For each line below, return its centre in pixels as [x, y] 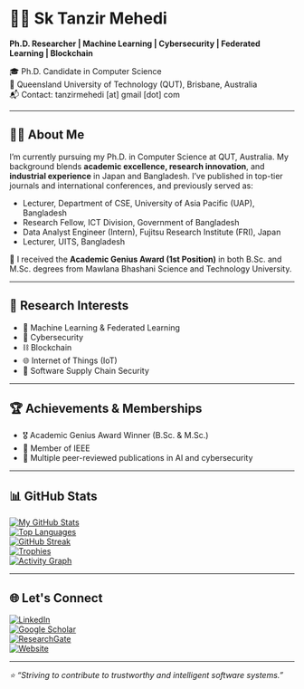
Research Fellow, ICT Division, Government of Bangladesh [131, 222]
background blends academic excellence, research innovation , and [137, 166]
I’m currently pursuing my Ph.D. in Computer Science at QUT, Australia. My [149, 157]
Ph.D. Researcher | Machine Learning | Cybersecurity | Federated [135, 43]
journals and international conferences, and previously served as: [131, 186]
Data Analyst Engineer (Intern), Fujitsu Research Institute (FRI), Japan [152, 232]
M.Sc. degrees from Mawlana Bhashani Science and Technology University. [151, 268]
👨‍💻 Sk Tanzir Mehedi [88, 19]
